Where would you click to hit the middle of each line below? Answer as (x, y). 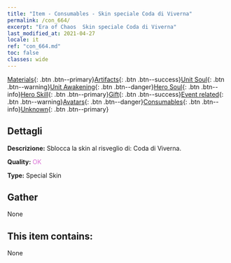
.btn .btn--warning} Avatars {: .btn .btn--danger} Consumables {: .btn (104, 102)
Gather (23, 197)
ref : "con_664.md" (34, 46)
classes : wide (28, 60)
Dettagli (25, 131)
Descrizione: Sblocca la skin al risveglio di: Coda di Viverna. (94, 148)
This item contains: (50, 236)
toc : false (23, 53)
